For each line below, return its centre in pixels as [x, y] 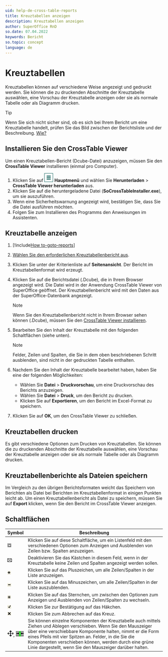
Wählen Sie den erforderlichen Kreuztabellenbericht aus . [71, 255]
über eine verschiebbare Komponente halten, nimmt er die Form [93, 631]
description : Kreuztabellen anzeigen [44, 21]
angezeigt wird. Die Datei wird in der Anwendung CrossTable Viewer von [87, 285]
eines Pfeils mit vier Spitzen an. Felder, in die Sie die [81, 637]
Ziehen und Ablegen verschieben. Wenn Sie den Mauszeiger [90, 626]
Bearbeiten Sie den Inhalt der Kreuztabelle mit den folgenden [75, 330]
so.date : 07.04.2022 [27, 32]
